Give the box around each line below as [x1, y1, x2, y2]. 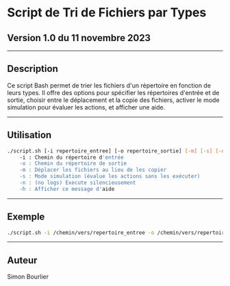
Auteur [7, 255, 38, 266]
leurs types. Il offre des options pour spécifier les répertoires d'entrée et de [7, 88, 220, 96]
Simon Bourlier [7, 272, 49, 281]
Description [7, 63, 58, 75]
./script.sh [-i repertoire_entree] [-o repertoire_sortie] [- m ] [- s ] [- [7, 147, 222, 155]
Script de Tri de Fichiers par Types [7, 5, 207, 21]
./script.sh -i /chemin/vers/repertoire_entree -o [7, 229, 155, 236]
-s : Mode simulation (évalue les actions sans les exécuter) [19, 173, 201, 180]
